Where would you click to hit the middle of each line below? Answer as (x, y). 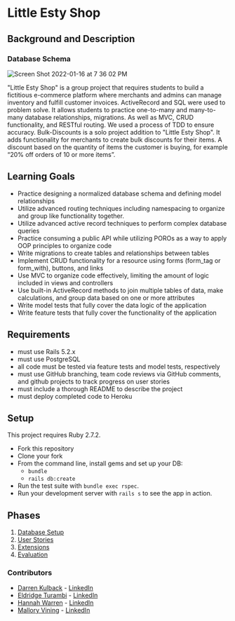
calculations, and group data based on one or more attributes (106, 298)
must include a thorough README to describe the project (100, 389)
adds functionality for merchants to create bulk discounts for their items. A (115, 139)
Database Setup (41, 532)
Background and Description (71, 39)
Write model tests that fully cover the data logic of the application (112, 305)
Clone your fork (40, 456)
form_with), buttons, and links (60, 268)
